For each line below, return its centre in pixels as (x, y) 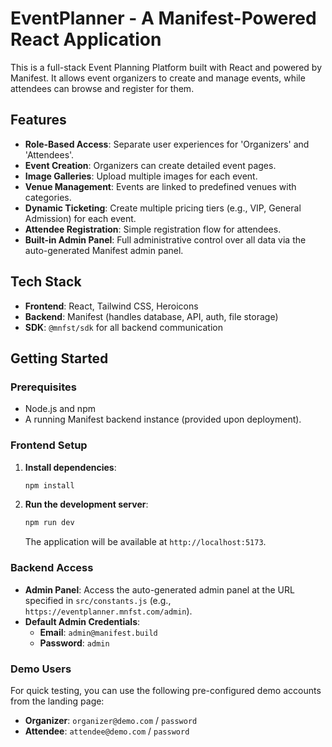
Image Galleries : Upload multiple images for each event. (141, 176)
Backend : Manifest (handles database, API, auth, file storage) (151, 316)
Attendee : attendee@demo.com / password (107, 731)
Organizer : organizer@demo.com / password (111, 720)
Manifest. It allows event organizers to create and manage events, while (158, 78)
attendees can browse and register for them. (102, 88)
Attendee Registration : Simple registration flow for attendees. (153, 229)
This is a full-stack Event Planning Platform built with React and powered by (166, 67)
